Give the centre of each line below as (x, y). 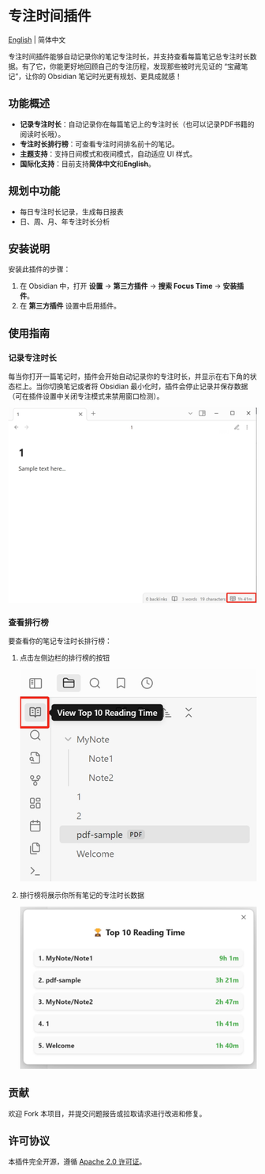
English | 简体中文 (37, 40)
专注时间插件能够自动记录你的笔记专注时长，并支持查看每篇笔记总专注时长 (129, 56)
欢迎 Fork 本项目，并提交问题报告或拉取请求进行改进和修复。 (107, 1113)
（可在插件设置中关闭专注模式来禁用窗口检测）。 (86, 396)
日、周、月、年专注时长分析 (65, 222)
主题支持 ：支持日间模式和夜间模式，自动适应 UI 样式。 (108, 153)
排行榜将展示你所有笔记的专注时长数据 (82, 895)
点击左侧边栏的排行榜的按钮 (65, 657)
